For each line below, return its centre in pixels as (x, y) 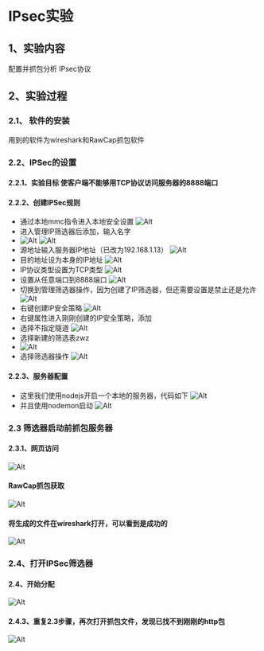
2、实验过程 (38, 96)
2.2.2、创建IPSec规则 (45, 202)
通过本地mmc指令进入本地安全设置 (77, 222)
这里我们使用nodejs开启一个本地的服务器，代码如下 (104, 396)
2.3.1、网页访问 (34, 448)
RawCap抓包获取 (37, 485)
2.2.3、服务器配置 (38, 376)
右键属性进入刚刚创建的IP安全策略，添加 (86, 318)
